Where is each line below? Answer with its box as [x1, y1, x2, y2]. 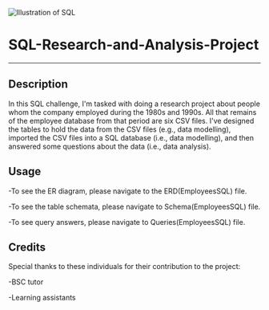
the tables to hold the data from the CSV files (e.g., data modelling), [8, 124, 231, 134]
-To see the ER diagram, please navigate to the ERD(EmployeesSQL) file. [8, 186, 247, 196]
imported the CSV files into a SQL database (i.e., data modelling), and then [8, 133, 255, 142]
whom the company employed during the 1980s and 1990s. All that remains [8, 107, 257, 116]
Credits [8, 240, 46, 254]
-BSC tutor [8, 277, 44, 287]
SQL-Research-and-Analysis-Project [8, 36, 259, 54]
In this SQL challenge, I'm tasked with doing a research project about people [8, 99, 260, 108]
